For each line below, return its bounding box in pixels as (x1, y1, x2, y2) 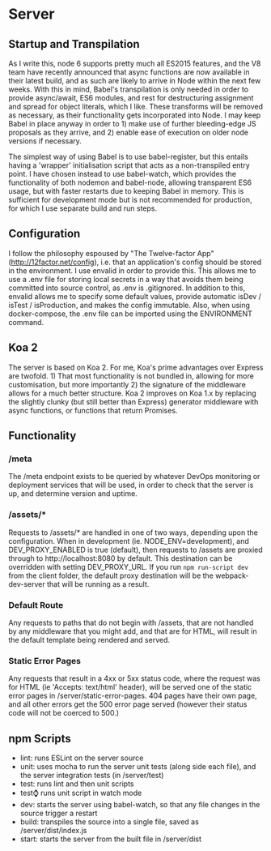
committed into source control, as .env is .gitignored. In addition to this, (8, 283, 246, 293)
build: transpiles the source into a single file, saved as (19, 817, 200, 827)
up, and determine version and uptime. (8, 489, 138, 498)
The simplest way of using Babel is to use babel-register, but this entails (8, 152, 248, 161)
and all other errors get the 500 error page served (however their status (8, 699, 248, 709)
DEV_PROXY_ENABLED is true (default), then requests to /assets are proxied (8, 545, 263, 554)
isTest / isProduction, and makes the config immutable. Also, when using (8, 300, 251, 310)
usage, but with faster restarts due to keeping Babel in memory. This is (8, 186, 244, 195)
